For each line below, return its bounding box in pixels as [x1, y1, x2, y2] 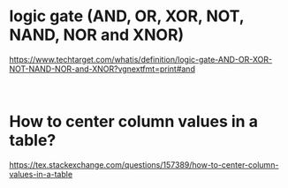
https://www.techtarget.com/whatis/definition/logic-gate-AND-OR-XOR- [9, 54, 272, 64]
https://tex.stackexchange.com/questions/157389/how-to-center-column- [9, 159, 279, 169]
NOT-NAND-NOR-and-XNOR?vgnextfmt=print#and [9, 64, 196, 74]
